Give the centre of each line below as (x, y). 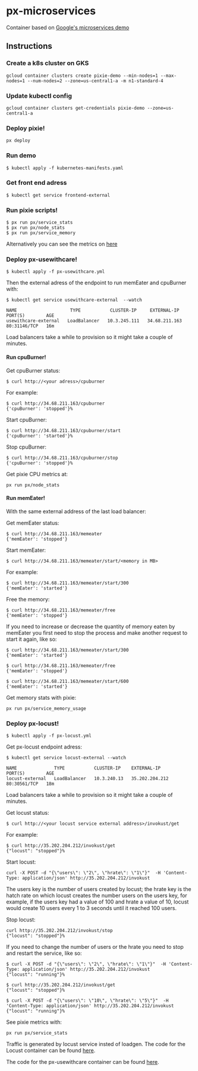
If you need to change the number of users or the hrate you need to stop (95, 947)
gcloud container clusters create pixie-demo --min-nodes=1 (82, 76)
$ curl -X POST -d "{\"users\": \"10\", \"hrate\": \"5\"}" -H (87, 1001)
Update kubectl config (39, 95)
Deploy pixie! (26, 128)
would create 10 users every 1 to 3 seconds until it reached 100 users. (92, 908)
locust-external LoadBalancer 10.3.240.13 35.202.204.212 (87, 779)
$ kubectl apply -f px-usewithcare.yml (56, 272)
